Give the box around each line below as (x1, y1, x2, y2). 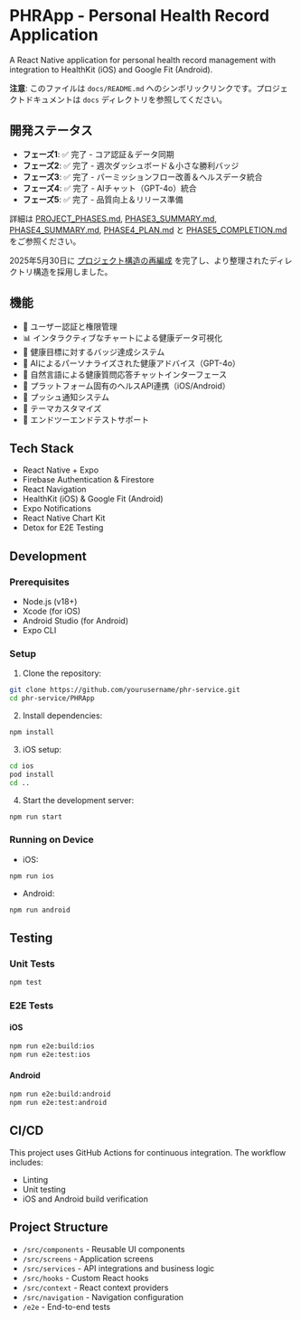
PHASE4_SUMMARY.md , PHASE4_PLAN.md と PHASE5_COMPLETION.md (9, 224, 287, 235)
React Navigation (22, 484, 87, 495)
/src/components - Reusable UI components (22, 1243, 185, 1254)
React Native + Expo (22, 464, 99, 475)
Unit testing (22, 1184, 66, 1194)
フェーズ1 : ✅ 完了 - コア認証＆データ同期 (22, 148, 174, 159)
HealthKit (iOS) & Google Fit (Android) (22, 493, 165, 504)
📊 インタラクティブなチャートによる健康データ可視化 (22, 332, 223, 343)
